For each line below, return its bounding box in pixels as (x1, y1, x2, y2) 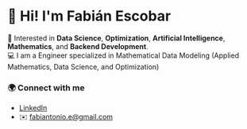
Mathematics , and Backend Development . (7, 41, 149, 51)
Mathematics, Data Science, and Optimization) (7, 62, 160, 71)
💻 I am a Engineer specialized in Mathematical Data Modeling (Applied (7, 51, 240, 60)
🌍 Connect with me (7, 82, 85, 93)
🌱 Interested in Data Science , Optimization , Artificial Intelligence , (7, 33, 226, 43)
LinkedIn (18, 103, 48, 113)
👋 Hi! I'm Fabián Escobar (7, 7, 172, 25)
